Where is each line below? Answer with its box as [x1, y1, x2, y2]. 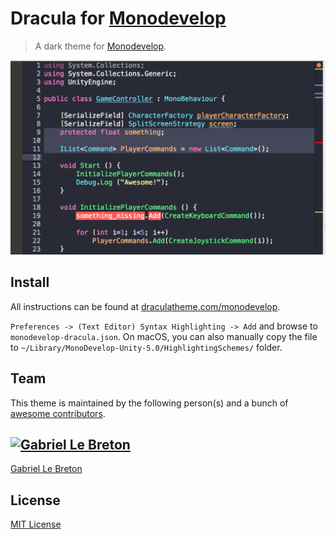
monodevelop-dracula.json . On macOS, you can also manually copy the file [10, 330, 318, 342]
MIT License [10, 518, 62, 531]
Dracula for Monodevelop [10, 7, 227, 30]
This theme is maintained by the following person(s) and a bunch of [10, 397, 289, 409]
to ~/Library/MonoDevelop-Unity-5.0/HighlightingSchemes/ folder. [10, 341, 283, 353]
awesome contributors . [10, 407, 106, 419]
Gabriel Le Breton [10, 463, 83, 475]
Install [10, 274, 50, 291]
